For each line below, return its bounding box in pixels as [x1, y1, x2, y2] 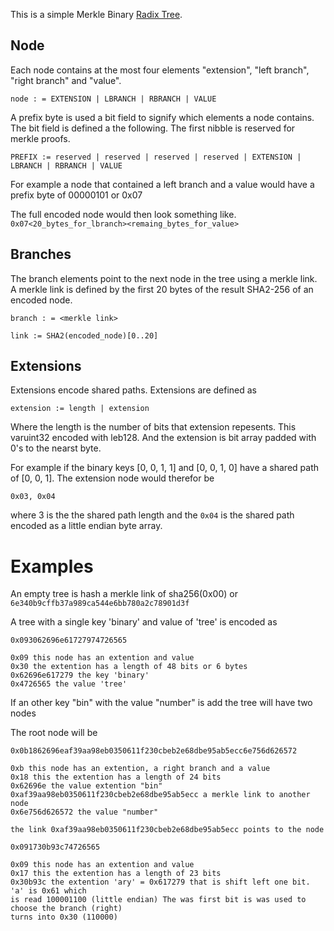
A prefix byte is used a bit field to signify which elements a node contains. [10, 111, 315, 123]
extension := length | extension [10, 404, 150, 414]
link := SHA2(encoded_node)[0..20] [10, 330, 159, 341]
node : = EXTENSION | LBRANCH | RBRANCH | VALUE [10, 94, 217, 104]
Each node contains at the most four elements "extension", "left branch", [10, 64, 310, 76]
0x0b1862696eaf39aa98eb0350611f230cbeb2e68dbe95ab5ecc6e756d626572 [10, 746, 298, 756]
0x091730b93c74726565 [10, 842, 101, 853]
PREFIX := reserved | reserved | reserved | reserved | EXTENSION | [10, 152, 302, 162]
